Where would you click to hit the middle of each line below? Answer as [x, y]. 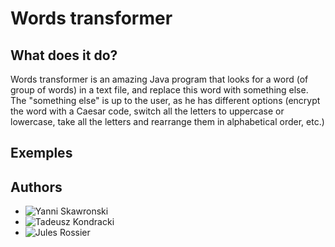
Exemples [41, 153]
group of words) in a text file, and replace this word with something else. [159, 90]
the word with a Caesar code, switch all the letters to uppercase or [147, 111]
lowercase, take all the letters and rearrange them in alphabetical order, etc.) [167, 121]
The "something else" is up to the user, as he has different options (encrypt [165, 100]
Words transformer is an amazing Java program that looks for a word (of [159, 79]
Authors [36, 187]
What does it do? [64, 55]
